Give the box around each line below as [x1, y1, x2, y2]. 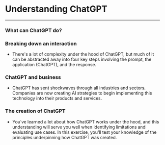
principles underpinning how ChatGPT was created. [12, 134, 117, 140]
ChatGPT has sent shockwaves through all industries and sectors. [12, 85, 146, 91]
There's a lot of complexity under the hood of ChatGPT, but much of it [12, 51, 154, 57]
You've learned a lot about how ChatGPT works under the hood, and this [12, 119, 160, 124]
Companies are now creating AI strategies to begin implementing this [12, 90, 152, 96]
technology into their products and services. [12, 96, 102, 101]
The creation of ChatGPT [5, 108, 66, 115]
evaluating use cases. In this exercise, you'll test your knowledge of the [12, 129, 157, 135]
